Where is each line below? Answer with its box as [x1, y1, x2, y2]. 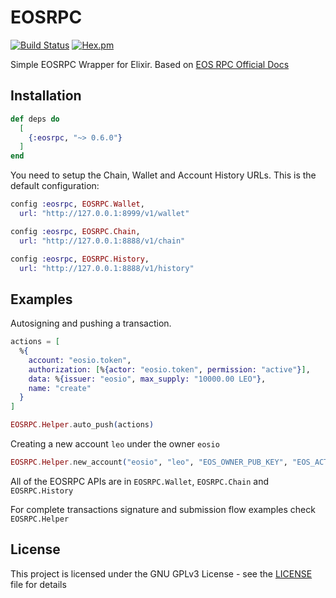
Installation [10, 87, 82, 105]
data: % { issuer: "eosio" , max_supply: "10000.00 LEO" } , [28, 374, 267, 384]
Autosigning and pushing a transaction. [10, 317, 172, 330]
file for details [10, 578, 67, 590]
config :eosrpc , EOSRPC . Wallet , [10, 199, 145, 210]
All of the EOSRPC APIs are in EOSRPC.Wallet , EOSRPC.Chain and [10, 475, 269, 487]
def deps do [10, 114, 60, 124]
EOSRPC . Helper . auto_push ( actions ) [10, 420, 155, 430]
